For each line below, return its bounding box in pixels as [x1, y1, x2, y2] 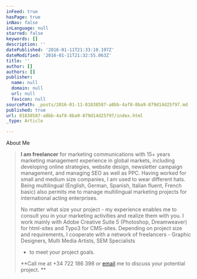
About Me [6, 139, 31, 147]
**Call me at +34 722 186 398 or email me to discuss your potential [20, 260, 185, 267]
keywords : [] [6, 36, 38, 42]
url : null [11, 91, 35, 97]
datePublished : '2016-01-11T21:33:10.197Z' [6, 47, 115, 53]
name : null [11, 80, 38, 86]
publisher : [6, 74, 33, 80]
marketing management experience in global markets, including [20, 157, 175, 164]
